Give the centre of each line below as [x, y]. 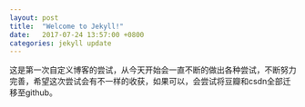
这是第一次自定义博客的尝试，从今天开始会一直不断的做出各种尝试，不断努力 [153, 70]
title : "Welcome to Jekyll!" [67, 26]
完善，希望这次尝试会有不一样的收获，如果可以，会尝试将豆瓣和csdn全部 [147, 82]
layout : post [34, 18]
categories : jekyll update [61, 43]
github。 [41, 92]
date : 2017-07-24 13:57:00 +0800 [77, 34]
